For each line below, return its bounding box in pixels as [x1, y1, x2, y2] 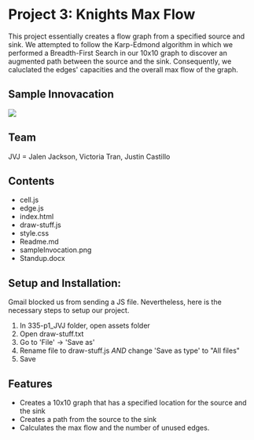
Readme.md [19, 237, 59, 247]
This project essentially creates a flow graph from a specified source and [8, 31, 245, 41]
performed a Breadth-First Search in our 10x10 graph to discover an [8, 48, 228, 57]
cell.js [19, 195, 39, 205]
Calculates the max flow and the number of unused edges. [19, 423, 210, 432]
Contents [8, 174, 55, 188]
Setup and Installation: [8, 277, 122, 290]
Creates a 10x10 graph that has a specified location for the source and [19, 398, 247, 407]
